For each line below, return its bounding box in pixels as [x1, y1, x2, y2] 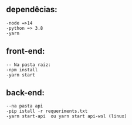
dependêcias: [6, 5, 57, 15]
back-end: [6, 88, 45, 98]
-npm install [6, 67, 38, 72]
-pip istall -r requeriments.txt [6, 108, 88, 114]
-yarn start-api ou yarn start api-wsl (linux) [6, 113, 127, 119]
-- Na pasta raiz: [6, 61, 51, 68]
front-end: [6, 46, 45, 56]
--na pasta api [6, 103, 43, 109]
